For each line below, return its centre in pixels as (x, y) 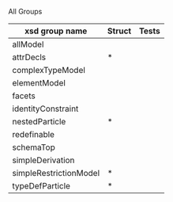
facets (24, 96)
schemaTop (34, 147)
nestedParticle (39, 122)
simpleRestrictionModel (56, 173)
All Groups (25, 11)
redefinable (34, 134)
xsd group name (56, 31)
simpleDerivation (43, 160)
